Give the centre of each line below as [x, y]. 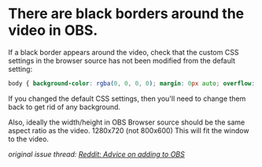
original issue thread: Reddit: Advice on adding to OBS [96, 154]
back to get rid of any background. [64, 106]
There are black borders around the [126, 14]
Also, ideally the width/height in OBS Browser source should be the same [127, 122]
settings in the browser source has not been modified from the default [122, 61]
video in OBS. [53, 30]
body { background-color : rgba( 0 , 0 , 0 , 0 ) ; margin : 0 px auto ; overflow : [132, 83]
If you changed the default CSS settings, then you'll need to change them [127, 98]
